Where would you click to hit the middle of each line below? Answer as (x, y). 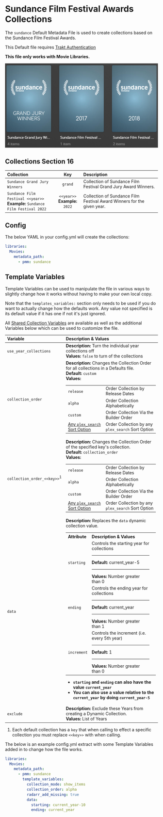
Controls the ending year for (120, 588)
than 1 (98, 626)
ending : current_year (53, 810)
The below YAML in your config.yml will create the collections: (67, 237)
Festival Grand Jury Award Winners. (119, 186)
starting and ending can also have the (112, 682)
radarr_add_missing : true (53, 794)
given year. (94, 206)
